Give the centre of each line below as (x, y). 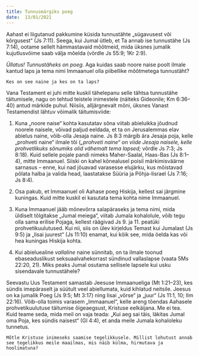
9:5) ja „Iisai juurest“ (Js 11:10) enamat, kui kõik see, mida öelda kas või (101, 234)
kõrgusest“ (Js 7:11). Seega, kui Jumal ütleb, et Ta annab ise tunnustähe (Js (98, 40)
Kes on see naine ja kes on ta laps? (53, 82)
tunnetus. (18, 326)
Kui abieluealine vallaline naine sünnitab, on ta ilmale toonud (89, 252)
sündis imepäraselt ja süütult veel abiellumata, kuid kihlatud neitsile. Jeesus (99, 289)
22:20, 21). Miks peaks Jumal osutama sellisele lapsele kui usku (93, 265)
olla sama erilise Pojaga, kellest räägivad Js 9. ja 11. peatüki (87, 222)
